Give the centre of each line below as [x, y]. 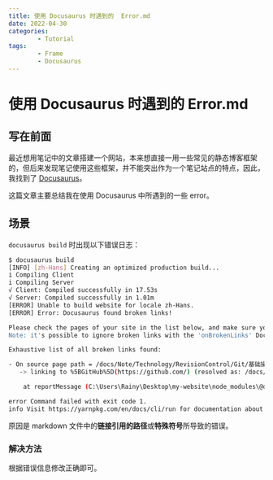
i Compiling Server [41, 283]
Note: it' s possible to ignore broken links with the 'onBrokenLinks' [130, 335]
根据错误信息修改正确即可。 [55, 468]
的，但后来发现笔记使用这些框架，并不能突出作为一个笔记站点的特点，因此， [136, 168]
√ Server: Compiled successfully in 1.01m [81, 298]
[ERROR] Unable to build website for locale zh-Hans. [102, 305]
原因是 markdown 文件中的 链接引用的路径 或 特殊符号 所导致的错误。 [121, 425]
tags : [17, 46]
